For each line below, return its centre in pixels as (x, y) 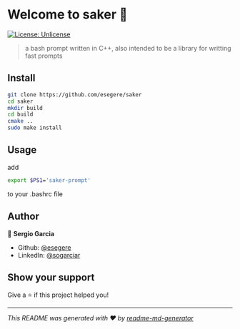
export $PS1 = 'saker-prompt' (49, 180)
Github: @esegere (44, 247)
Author (23, 217)
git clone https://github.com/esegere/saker (75, 95)
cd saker (20, 101)
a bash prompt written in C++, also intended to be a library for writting (128, 48)
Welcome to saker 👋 (67, 15)
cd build (20, 115)
